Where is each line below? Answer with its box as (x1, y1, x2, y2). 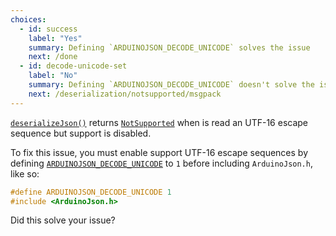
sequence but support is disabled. (10, 127, 152, 139)
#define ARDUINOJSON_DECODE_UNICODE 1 (10, 187, 172, 197)
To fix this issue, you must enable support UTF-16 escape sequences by (10, 146, 308, 158)
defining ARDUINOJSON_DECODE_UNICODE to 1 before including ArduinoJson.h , (10, 157, 313, 169)
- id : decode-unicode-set (19, 61, 128, 71)
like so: (10, 167, 40, 180)
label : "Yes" (28, 33, 83, 43)
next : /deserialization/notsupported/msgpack (28, 89, 222, 99)
